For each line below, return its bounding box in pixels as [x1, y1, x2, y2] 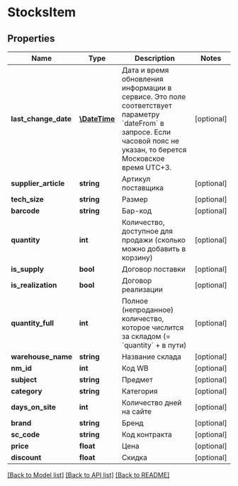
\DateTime [79, 114, 115, 124]
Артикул [121, 174, 151, 184]
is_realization [11, 280, 57, 290]
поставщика [121, 183, 164, 192]
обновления [121, 74, 164, 83]
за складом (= [121, 332, 171, 341]
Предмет [121, 375, 154, 384]
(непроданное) [121, 305, 174, 315]
